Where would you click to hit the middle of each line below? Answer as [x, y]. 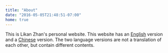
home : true [17, 20]
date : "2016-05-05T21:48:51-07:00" [43, 15]
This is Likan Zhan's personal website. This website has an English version [84, 34]
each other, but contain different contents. [50, 45]
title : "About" [22, 10]
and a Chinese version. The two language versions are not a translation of [83, 40]
